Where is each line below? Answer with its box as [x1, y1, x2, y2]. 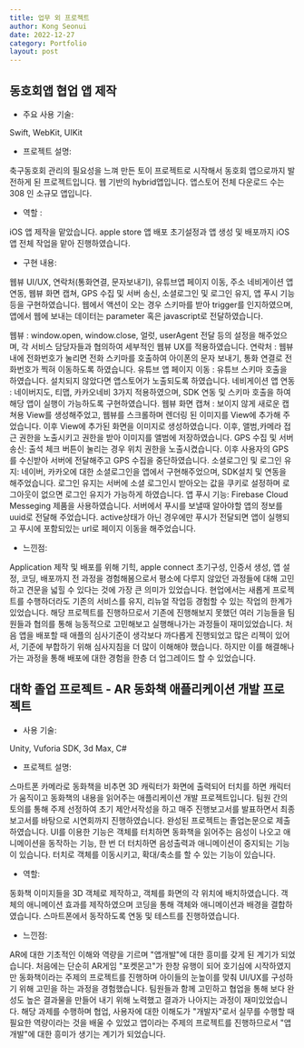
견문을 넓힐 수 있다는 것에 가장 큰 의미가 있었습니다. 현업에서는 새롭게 [25, 584, 270, 595]
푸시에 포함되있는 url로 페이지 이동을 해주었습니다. [18, 523, 197, 534]
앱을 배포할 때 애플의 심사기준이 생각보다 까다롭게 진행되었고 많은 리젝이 [18, 629, 274, 641]
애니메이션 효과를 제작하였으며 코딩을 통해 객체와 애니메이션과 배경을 [25, 899, 270, 910]
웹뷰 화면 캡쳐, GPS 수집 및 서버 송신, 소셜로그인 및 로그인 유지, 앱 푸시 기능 [28, 287, 295, 298]
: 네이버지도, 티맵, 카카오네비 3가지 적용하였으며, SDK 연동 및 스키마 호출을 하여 [9, 386, 291, 397]
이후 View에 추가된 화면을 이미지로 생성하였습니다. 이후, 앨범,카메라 [43, 420, 282, 432]
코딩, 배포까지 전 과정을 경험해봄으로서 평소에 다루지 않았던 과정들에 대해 [21, 573, 279, 584]
